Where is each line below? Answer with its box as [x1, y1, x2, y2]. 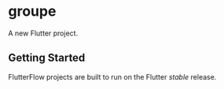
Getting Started [8, 51, 86, 65]
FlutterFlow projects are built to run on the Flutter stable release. [8, 72, 217, 81]
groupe [8, 2, 57, 20]
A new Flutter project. [8, 28, 79, 38]
